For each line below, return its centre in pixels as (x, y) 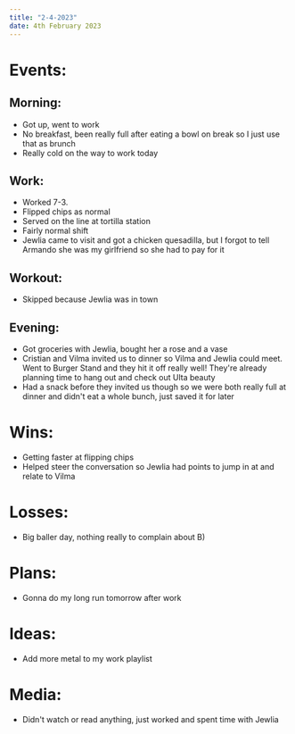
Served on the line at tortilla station (86, 221)
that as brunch (49, 143)
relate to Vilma (49, 476)
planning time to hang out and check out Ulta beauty (119, 377)
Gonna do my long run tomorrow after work (102, 597)
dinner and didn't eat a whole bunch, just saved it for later (128, 396)
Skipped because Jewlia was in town (90, 299)
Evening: (34, 327)
